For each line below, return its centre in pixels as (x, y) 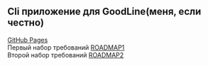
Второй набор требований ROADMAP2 (66, 55)
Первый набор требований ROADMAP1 (66, 47)
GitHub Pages (28, 40)
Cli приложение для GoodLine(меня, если (104, 12)
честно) (26, 23)
